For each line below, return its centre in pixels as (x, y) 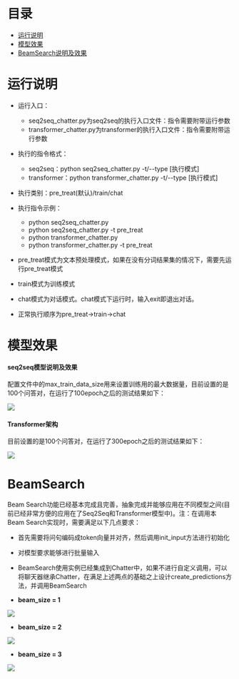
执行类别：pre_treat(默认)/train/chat (70, 193)
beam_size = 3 (40, 654)
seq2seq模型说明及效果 (42, 367)
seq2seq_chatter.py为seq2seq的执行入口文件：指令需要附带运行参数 (129, 121)
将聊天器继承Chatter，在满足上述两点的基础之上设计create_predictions (122, 577)
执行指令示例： (40, 208)
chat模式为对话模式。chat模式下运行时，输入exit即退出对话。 (108, 299)
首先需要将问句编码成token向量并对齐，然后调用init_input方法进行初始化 (124, 538)
